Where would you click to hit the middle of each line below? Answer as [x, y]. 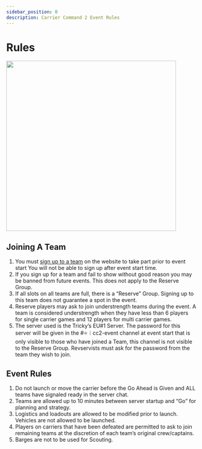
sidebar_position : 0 [32, 12]
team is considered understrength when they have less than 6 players [102, 313]
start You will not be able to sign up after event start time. [86, 268]
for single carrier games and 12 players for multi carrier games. [93, 320]
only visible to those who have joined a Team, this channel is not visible [104, 342]
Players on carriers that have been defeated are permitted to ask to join [103, 427]
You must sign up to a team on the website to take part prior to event [100, 261]
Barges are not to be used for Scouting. [64, 440]
